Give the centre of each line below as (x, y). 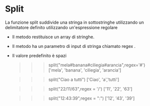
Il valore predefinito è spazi (39, 55)
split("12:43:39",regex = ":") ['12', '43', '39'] (92, 98)
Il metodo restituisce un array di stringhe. (53, 37)
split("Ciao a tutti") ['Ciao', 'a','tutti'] (84, 79)
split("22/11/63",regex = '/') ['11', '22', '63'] (90, 89)
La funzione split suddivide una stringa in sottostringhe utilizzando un (75, 22)
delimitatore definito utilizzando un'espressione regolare (61, 27)
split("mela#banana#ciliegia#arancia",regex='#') (97, 65)
